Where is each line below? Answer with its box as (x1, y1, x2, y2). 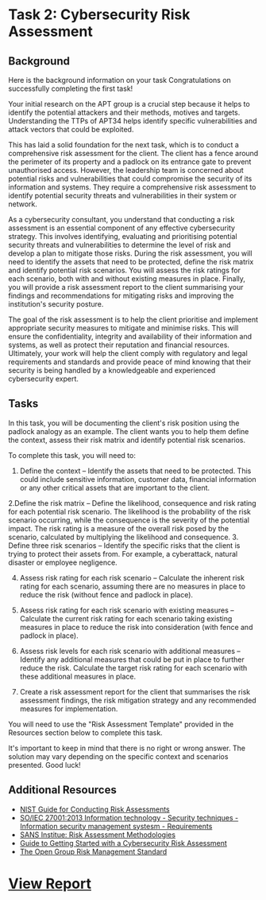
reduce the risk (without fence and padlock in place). (19, 589, 193, 599)
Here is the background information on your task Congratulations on (8, 76, 232, 84)
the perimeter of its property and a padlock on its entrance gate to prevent (8, 157, 252, 166)
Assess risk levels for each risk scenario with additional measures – (19, 646, 241, 655)
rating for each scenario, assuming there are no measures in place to (19, 581, 246, 591)
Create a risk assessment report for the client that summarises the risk (19, 687, 251, 696)
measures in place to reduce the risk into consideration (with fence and (19, 622, 253, 632)
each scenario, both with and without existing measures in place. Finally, (8, 274, 246, 284)
